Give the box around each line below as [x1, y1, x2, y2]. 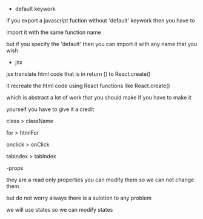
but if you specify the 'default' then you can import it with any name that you [6, 41, 198, 47]
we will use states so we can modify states [6, 206, 113, 213]
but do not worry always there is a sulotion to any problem [6, 194, 152, 201]
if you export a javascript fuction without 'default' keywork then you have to [6, 17, 195, 24]
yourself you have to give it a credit [6, 106, 95, 113]
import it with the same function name [6, 29, 101, 36]
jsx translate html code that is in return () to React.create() [6, 70, 151, 78]
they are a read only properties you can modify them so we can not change [6, 176, 195, 183]
